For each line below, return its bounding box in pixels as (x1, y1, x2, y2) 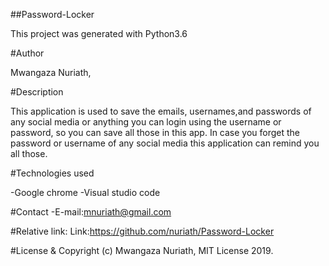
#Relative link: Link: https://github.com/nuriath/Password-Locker (10, 225, 275, 237)
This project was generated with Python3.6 (10, 28, 188, 39)
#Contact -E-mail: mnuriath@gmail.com (10, 206, 172, 218)
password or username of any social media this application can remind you (10, 137, 320, 149)
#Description (10, 86, 64, 98)
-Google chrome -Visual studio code (10, 187, 161, 198)
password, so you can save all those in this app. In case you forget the (10, 127, 301, 138)
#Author (10, 47, 45, 59)
